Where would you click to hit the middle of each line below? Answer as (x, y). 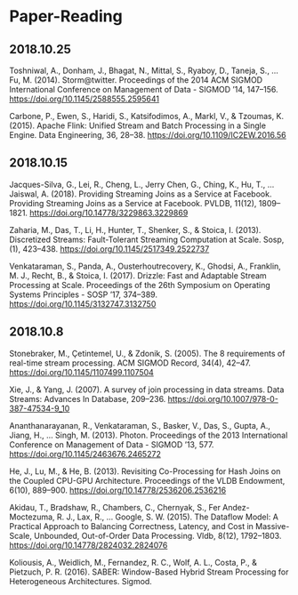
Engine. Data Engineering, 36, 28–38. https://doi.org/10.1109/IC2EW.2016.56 (148, 135)
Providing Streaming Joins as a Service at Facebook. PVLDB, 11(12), (133, 203)
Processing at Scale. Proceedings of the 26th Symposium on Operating (140, 285)
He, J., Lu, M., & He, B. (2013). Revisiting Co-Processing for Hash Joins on (145, 471)
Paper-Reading (66, 16)
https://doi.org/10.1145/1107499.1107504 (81, 372)
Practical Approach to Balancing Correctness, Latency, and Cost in (131, 526)
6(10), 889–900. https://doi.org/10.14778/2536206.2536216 (118, 490)
